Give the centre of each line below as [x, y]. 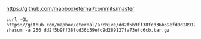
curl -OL [17, 20]
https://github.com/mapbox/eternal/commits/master [70, 9]
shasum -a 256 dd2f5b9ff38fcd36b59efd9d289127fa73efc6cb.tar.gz [88, 30]
